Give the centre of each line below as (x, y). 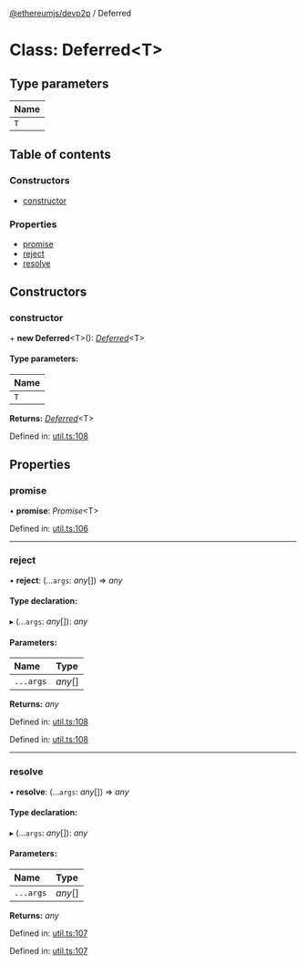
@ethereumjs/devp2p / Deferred (71, 13)
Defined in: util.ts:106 (49, 528)
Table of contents (60, 155)
